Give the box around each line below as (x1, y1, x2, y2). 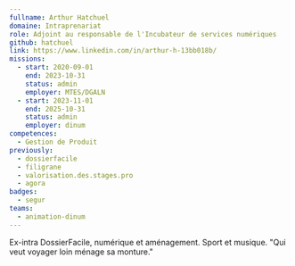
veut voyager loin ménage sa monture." (9, 246, 154, 257)
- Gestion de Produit (17, 137, 98, 146)
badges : (9, 187, 38, 196)
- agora (17, 179, 46, 188)
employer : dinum (25, 121, 86, 130)
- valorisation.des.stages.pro (17, 170, 134, 179)
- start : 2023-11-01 (17, 96, 94, 105)
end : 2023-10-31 (25, 71, 86, 80)
